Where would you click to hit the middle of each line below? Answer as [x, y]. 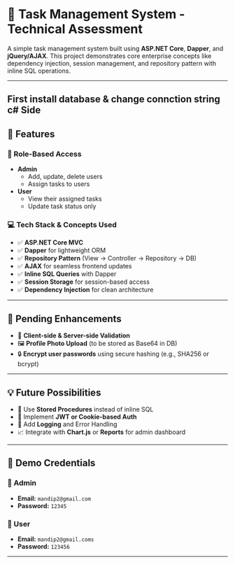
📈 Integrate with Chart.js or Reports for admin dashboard [101, 432]
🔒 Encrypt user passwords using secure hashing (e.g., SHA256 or [113, 354]
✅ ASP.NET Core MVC [50, 243]
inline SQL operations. [39, 71]
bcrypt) [28, 364]
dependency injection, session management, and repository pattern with [112, 63]
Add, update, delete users [65, 177]
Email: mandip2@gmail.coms [56, 539]
